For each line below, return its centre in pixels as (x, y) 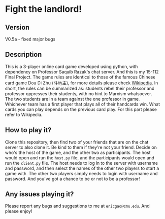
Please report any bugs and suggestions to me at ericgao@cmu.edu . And (78, 206)
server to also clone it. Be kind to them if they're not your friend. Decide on (81, 147)
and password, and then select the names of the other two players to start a (82, 168)
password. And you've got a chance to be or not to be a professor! (73, 179)
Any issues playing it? (40, 194)
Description (23, 55)
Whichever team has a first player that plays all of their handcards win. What (82, 104)
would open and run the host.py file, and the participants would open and (80, 158)
